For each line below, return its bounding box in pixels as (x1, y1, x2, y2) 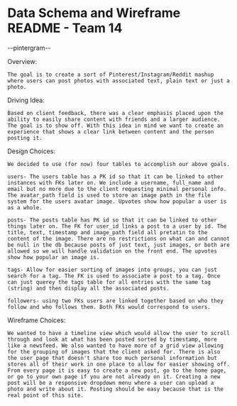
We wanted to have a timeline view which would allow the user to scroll (7, 329, 231, 336)
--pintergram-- (7, 43, 51, 52)
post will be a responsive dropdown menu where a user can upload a (7, 379, 214, 386)
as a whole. (7, 204, 43, 211)
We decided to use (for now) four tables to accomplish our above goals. (7, 160, 231, 168)
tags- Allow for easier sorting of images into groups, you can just (7, 266, 218, 273)
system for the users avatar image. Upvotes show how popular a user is (7, 197, 227, 205)
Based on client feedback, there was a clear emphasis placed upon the (7, 109, 224, 116)
